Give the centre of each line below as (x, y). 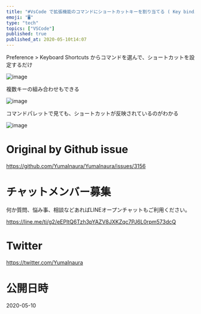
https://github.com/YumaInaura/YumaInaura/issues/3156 (76, 166)
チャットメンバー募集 (59, 192)
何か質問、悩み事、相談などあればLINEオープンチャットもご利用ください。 (98, 209)
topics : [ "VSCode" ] (31, 28)
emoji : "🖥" (20, 17)
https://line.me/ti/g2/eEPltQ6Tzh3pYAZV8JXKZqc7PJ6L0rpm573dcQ (91, 221)
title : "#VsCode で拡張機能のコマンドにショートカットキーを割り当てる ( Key (94, 12)
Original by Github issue (67, 150)
